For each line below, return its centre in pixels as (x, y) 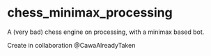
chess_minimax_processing (90, 13)
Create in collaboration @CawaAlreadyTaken (71, 45)
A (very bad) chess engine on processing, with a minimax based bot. (106, 32)
